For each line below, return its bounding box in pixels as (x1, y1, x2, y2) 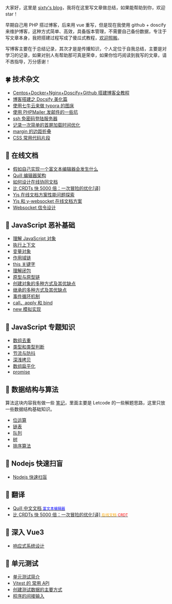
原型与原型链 (12, 274, 40, 280)
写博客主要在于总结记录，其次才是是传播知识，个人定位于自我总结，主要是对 (5, 46, 167, 51)
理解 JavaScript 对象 (12, 236, 56, 242)
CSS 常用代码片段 (12, 134, 50, 140)
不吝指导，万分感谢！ (5, 59, 50, 64)
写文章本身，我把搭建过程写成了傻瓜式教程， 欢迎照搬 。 (5, 35, 122, 41)
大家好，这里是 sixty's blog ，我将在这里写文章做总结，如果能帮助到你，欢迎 (5, 5, 165, 10)
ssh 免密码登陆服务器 (12, 115, 58, 121)
